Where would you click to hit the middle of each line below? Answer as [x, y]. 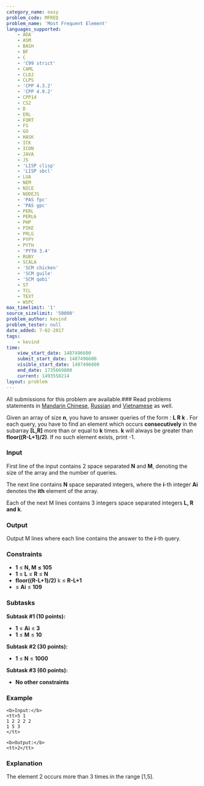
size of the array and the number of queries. [62, 472]
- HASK [26, 137]
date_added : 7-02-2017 [35, 330]
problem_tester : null [34, 325]
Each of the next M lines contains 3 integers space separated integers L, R [100, 503]
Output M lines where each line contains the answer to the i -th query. [94, 538]
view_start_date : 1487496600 [54, 353]
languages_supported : [34, 29]
